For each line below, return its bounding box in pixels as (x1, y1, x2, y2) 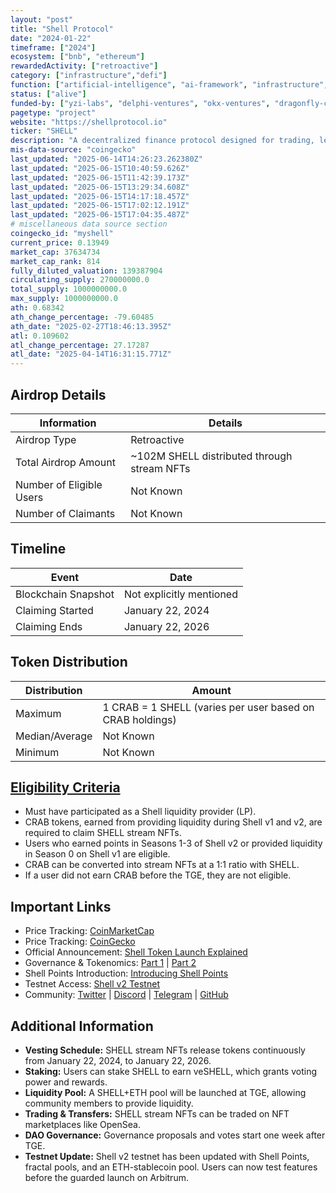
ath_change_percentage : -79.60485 (10, 312, 155, 322)
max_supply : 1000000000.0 (10, 294, 118, 304)
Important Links (10, 898, 112, 915)
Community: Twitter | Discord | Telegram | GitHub (24, 989, 229, 1001)
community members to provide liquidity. (24, 1097, 194, 1109)
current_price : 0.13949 (10, 237, 110, 248)
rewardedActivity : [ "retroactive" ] (10, 61, 159, 71)
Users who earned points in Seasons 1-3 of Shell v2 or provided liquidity (24, 837, 323, 850)
